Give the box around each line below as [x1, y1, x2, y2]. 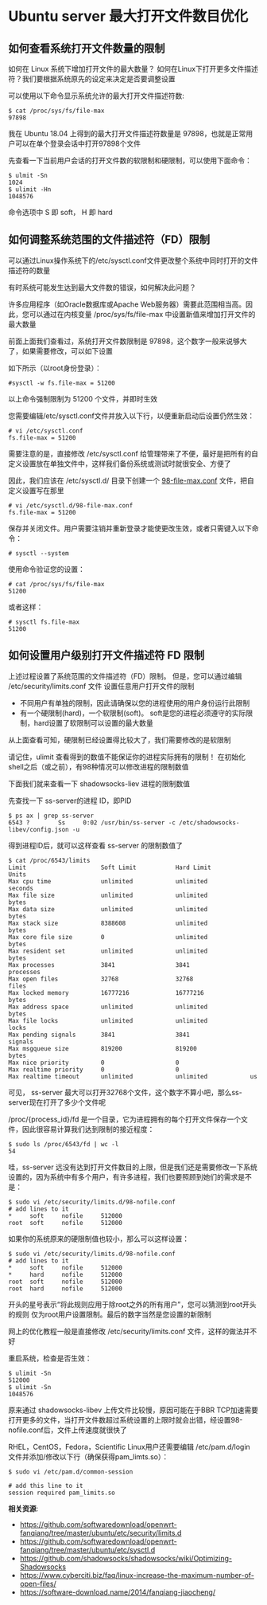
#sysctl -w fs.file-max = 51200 [8, 379, 115, 387]
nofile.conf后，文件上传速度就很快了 [8, 1425, 127, 1435]
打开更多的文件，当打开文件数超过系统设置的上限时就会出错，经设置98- [8, 1415, 243, 1424]
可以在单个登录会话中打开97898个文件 [14, 139, 141, 148]
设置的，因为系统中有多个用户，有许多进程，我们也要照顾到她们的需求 [8, 1172, 238, 1181]
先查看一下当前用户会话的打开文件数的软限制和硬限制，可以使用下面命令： [8, 156, 252, 165]
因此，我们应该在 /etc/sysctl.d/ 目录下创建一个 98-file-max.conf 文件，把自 [8, 476, 254, 485]
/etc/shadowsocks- [178, 818, 240, 827]
